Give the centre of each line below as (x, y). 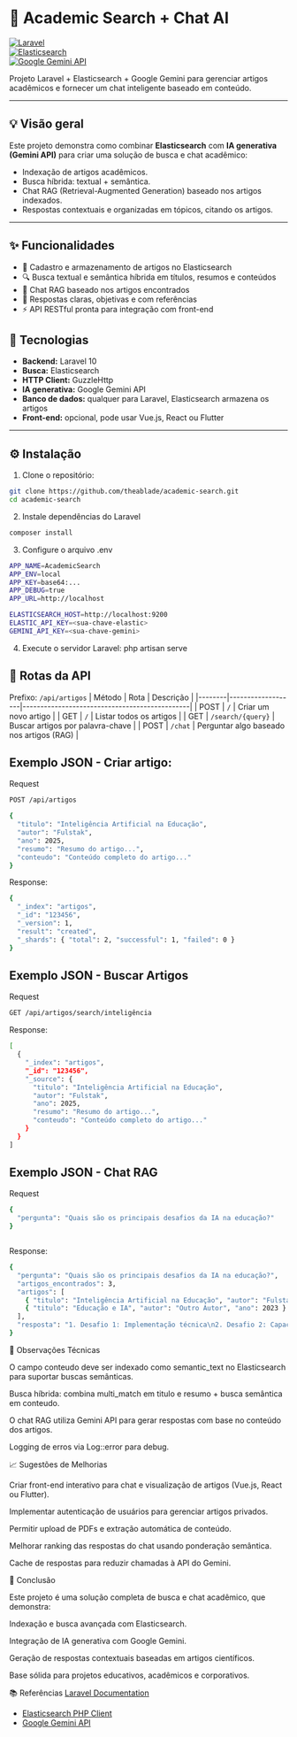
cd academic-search (45, 500)
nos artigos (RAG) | (44, 734)
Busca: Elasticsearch (61, 371)
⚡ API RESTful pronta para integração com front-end (118, 309)
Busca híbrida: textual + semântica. (86, 181)
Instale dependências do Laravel (81, 516)
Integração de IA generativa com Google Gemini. (98, 1641)
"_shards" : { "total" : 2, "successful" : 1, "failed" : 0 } (126, 940)
